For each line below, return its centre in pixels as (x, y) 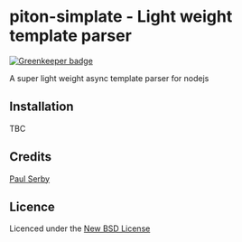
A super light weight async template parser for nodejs (109, 78)
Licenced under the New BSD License (80, 228)
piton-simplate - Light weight (121, 17)
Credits (31, 157)
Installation (42, 107)
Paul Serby (30, 179)
